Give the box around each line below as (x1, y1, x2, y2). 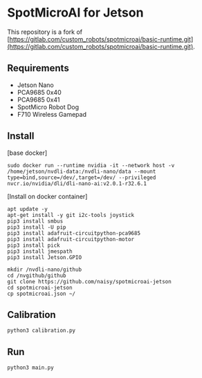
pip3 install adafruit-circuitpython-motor (7, 236, 135, 243)
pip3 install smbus (7, 218, 64, 225)
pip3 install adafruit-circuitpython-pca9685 (7, 229, 140, 236)
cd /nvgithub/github (7, 272, 67, 279)
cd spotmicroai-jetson (7, 284, 73, 291)
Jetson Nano (17, 81, 54, 89)
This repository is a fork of (7, 28, 83, 36)
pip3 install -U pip (7, 223, 67, 231)
